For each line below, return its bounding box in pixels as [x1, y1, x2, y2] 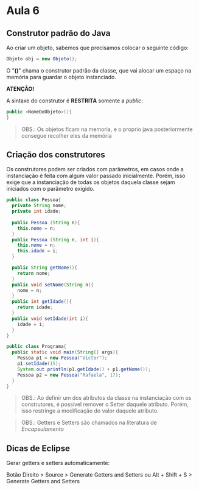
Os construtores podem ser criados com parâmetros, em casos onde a [6, 166, 184, 173]
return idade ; [17, 304, 53, 311]
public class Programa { [6, 344, 67, 350]
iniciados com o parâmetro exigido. [6, 185, 95, 193]
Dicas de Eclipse [6, 443, 71, 453]
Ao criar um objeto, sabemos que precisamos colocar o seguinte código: [6, 44, 189, 51]
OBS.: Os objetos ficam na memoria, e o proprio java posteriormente [21, 126, 193, 133]
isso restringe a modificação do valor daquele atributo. [21, 407, 159, 414]
